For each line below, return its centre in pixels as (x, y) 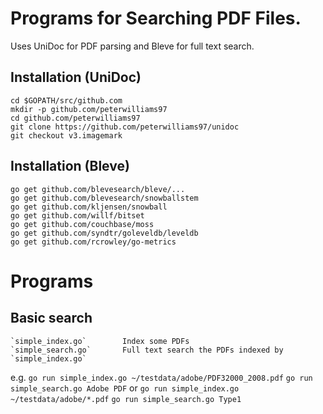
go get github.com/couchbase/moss (82, 224)
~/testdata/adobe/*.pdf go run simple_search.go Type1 (126, 399)
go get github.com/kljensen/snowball (89, 207)
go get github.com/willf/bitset (77, 215)
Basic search (51, 318)
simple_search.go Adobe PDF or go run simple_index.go (125, 388)
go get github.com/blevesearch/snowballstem (104, 198)
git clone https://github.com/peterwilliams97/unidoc (125, 127)
